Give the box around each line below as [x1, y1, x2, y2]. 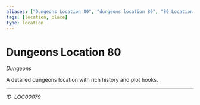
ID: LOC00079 [6, 93, 41, 101]
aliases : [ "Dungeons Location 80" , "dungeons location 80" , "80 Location [6, 8, 193, 15]
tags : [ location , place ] [6, 14, 68, 20]
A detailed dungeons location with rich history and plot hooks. [6, 77, 159, 84]
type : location [6, 20, 44, 26]
